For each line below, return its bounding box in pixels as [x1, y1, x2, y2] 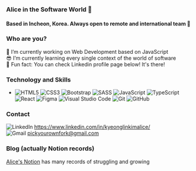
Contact [6, 110, 30, 118]
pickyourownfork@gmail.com [27, 130, 99, 137]
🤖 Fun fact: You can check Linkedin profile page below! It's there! [6, 60, 165, 67]
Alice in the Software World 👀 [6, 5, 92, 14]
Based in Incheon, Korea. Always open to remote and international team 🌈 [6, 20, 191, 27]
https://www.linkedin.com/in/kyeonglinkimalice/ [34, 124, 150, 131]
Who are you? [6, 35, 47, 43]
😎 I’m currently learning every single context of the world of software [6, 54, 176, 62]
